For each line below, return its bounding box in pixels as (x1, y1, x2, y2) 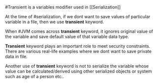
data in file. (5, 54, 28, 59)
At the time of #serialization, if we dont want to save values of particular (5, 14, 151, 19)
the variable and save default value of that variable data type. (5, 34, 129, 39)
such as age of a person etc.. (5, 74, 64, 79)
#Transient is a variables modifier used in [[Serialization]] (5, 4, 121, 10)
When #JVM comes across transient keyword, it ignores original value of (5, 28, 153, 34)
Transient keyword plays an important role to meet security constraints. (5, 43, 151, 49)
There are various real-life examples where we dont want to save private (5, 49, 152, 54)
